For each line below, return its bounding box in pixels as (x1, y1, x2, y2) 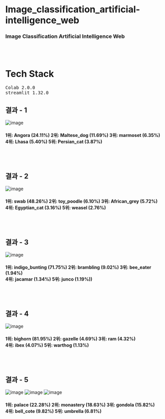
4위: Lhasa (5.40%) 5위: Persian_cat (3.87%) (5, 138, 102, 145)
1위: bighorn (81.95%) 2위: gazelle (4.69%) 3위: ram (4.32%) (5, 335, 136, 342)
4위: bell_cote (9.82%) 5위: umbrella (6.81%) (5, 408, 101, 414)
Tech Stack (5, 68, 54, 79)
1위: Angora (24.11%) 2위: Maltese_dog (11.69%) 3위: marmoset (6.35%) (5, 132, 160, 138)
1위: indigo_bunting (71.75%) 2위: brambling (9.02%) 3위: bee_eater (5, 264, 152, 270)
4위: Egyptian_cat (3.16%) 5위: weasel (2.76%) (5, 204, 106, 211)
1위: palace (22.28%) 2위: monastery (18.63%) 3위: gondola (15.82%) (5, 402, 155, 408)
